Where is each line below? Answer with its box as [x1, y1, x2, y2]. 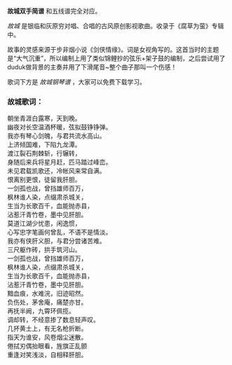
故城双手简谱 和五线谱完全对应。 [7, 7, 102, 15]
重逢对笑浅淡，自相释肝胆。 [7, 350, 88, 359]
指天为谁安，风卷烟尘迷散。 [7, 333, 88, 342]
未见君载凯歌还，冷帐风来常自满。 [7, 167, 106, 175]
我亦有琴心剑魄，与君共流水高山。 [7, 132, 106, 140]
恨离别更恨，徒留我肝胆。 [7, 175, 81, 184]
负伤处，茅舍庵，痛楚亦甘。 [7, 298, 88, 307]
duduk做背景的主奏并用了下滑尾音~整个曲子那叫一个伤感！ [7, 63, 177, 71]
